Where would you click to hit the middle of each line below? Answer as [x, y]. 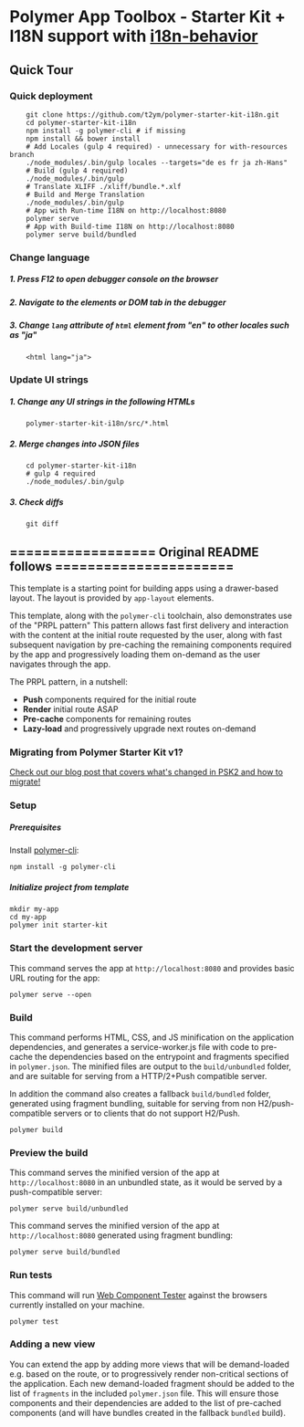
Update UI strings [49, 380]
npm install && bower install [84, 139]
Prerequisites [36, 827]
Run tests [31, 1275]
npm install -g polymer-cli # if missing [105, 131]
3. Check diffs [37, 502]
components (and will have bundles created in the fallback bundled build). [147, 1412]
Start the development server [76, 949]
